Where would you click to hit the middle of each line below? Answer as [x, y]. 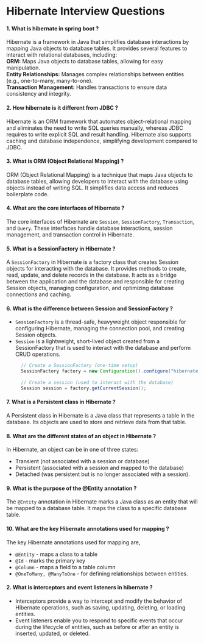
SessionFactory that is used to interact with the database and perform [103, 348]
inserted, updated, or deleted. [52, 633]
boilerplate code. [27, 194]
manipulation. [23, 68]
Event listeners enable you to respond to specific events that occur [99, 620]
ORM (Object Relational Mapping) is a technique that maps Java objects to [100, 174]
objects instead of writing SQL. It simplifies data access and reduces [92, 188]
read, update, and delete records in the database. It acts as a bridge [91, 275]
